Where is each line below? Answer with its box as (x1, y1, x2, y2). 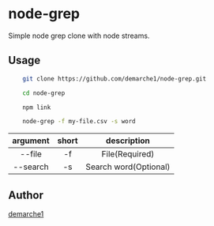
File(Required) (101, 149, 155, 160)
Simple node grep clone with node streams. (8, 31, 150, 40)
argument (12, 135, 50, 146)
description (105, 135, 150, 146)
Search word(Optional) (85, 161, 171, 172)
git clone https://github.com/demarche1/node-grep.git (22, 74, 207, 83)
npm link (22, 104, 51, 111)
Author (8, 188, 43, 202)
